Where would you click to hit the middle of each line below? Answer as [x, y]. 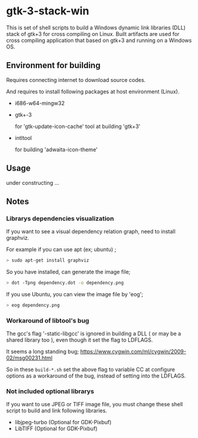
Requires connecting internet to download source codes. [76, 80]
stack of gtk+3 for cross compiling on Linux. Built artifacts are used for [93, 34]
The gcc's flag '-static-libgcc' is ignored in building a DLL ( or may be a [94, 334]
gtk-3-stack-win [48, 11]
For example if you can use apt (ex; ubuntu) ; [61, 250]
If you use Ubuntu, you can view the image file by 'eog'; [75, 294]
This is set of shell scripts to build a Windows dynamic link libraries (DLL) [96, 28]
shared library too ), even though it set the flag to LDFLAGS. [80, 340]
